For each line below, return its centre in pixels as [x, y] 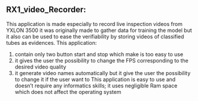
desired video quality [40, 67]
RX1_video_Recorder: [46, 10]
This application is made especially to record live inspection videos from [94, 24]
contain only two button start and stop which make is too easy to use [99, 54]
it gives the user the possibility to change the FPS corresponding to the [101, 60]
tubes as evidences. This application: [52, 43]
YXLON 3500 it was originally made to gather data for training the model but [99, 30]
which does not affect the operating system [68, 92]
